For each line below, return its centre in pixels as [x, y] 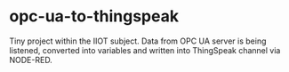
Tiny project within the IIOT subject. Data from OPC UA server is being [138, 41]
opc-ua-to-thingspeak [94, 16]
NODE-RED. [31, 60]
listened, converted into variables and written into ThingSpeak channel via [145, 50]
